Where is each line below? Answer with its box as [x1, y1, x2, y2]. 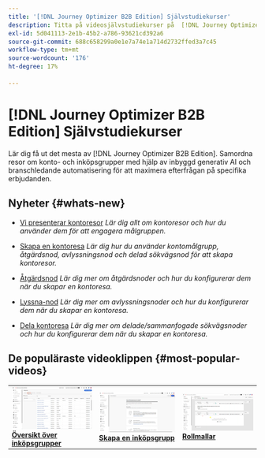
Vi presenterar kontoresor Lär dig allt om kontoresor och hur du [19, 218, 226, 227]
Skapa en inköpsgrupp [99, 433, 175, 442]
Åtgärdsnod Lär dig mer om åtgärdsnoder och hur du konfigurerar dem [19, 273, 251, 283]
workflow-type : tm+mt [8, 46, 80, 54]
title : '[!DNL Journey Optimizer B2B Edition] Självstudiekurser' [8, 13, 231, 20]
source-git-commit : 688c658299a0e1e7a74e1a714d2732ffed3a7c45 [8, 38, 217, 46]
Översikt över [11, 430, 58, 439]
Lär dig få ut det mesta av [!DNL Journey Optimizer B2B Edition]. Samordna [8, 148, 253, 158]
